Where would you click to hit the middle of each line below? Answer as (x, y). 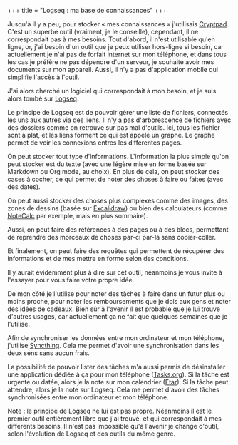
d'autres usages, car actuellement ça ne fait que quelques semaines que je (118, 316)
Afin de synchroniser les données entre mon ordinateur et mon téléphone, (116, 338)
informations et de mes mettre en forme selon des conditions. (98, 259)
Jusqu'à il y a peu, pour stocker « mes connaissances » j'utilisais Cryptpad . (118, 24)
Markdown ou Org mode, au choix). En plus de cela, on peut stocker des (114, 172)
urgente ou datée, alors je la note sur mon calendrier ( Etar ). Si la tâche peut (118, 382)
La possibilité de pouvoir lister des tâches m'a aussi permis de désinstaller (117, 367)
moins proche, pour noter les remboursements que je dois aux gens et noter (119, 301)
